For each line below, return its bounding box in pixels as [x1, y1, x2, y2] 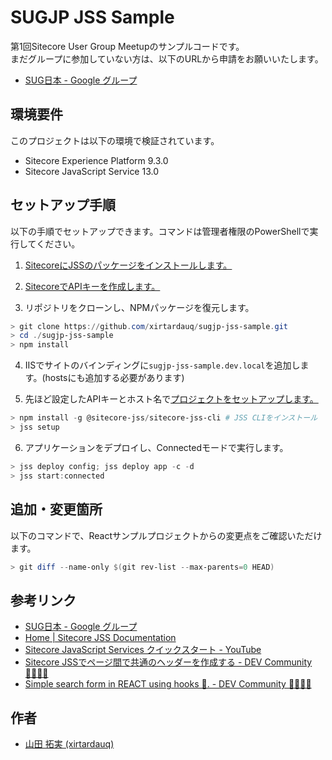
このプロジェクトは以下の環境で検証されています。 [10, 134, 220, 146]
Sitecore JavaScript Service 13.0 [24, 165, 160, 177]
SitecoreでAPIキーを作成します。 [24, 280, 161, 292]
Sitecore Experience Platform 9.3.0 [24, 154, 169, 166]
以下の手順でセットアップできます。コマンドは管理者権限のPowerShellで [10, 225, 310, 237]
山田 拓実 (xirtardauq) [24, 738, 115, 750]
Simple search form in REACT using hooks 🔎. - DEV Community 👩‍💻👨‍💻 [24, 678, 312, 690]
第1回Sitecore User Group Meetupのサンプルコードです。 [10, 40, 245, 52]
